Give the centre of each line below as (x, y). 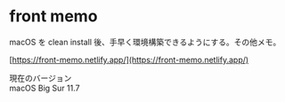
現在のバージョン (41, 78)
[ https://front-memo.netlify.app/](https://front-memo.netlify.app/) (129, 59)
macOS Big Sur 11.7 (45, 88)
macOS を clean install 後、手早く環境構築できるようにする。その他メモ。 (145, 42)
